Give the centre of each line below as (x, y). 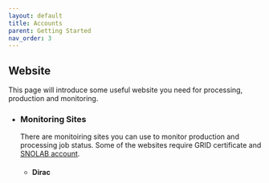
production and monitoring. (53, 99)
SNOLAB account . (50, 154)
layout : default (35, 16)
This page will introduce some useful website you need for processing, (126, 90)
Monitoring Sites (53, 119)
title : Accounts (35, 23)
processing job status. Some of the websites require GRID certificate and (141, 145)
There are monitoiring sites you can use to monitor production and (129, 136)
